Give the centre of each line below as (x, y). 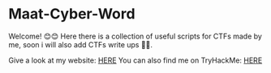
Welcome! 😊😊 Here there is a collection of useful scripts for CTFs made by (135, 36)
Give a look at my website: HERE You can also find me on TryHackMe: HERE (135, 60)
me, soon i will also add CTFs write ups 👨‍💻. (80, 44)
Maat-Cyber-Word (72, 14)
